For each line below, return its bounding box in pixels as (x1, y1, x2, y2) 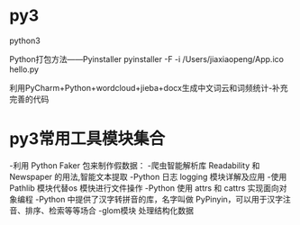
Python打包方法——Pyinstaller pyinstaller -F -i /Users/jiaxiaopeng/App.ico (9, 53, 284, 64)
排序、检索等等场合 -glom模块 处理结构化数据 (24, 204, 194, 216)
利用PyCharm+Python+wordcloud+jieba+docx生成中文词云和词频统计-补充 (9, 82, 288, 93)
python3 (9, 35, 41, 46)
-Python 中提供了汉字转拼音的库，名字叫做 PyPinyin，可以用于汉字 (34, 193, 284, 204)
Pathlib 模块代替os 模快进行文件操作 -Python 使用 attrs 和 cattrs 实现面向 (9, 182, 279, 193)
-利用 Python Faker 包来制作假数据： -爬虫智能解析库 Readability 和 (9, 159, 260, 171)
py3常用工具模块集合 (9, 129, 166, 149)
